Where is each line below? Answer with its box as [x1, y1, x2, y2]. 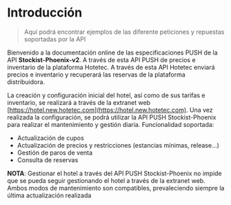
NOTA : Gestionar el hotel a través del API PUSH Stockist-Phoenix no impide [7, 169, 222, 177]
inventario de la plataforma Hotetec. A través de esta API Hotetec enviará [7, 63, 215, 71]
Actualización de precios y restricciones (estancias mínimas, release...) [17, 141, 219, 149]
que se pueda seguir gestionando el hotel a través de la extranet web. [7, 176, 205, 184]
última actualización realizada [7, 191, 92, 199]
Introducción [7, 5, 83, 21]
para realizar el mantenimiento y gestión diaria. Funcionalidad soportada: [7, 120, 214, 128]
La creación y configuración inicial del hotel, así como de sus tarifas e [7, 91, 205, 99]
